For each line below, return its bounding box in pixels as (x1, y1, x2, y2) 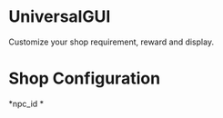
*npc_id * (8, 98, 45, 109)
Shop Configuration (8, 68, 161, 89)
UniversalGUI (8, 6, 111, 27)
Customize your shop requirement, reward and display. (8, 36, 215, 47)
